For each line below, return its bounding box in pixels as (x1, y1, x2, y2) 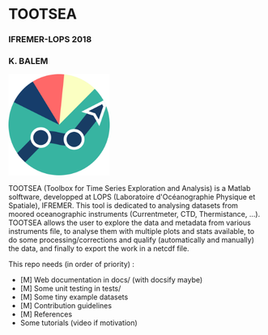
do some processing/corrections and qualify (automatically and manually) (8, 235, 255, 245)
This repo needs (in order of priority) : (8, 260, 135, 269)
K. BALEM (8, 56, 49, 67)
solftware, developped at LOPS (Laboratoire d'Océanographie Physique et (8, 192, 256, 202)
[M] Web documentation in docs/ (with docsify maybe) (19, 275, 203, 285)
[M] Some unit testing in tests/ (19, 284, 121, 294)
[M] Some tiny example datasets (19, 292, 129, 302)
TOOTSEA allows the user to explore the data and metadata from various (8, 218, 251, 227)
